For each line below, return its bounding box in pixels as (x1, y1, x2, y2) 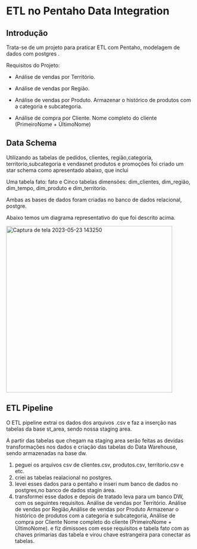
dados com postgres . (6, 50, 60, 57)
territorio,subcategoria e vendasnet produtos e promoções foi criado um (6, 160, 184, 167)
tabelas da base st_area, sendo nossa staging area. (6, 425, 132, 433)
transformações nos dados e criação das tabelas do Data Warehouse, (6, 443, 177, 450)
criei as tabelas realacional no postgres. (14, 474, 113, 481)
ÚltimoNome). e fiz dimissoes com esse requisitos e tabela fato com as (14, 525, 189, 532)
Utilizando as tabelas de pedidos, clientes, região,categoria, (6, 154, 153, 161)
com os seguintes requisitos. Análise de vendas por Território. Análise (14, 499, 186, 506)
